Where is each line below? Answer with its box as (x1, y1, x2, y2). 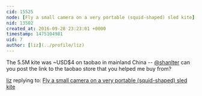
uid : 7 (6, 37, 23, 43)
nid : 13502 (6, 20, 34, 26)
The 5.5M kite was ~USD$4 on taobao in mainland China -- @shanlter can (6, 58, 191, 66)
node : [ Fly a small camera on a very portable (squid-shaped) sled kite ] (6, 14, 195, 20)
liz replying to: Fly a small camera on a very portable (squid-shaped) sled (6, 76, 188, 84)
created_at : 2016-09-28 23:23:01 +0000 (6, 25, 106, 32)
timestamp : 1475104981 (6, 31, 63, 37)
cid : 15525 (6, 8, 34, 15)
